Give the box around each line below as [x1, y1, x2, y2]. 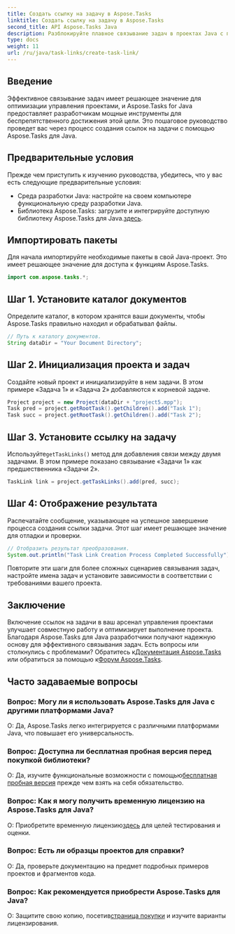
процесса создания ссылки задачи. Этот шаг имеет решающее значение [7, 524, 227, 532]
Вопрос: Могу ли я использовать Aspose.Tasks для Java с [7, 697, 215, 706]
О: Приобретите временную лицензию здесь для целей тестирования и [7, 821, 221, 829]
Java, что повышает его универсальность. [7, 728, 134, 737]
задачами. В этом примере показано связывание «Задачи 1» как [7, 457, 202, 466]
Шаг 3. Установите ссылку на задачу [7, 431, 177, 443]
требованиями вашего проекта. [7, 579, 103, 587]
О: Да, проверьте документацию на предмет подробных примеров [7, 862, 209, 870]
